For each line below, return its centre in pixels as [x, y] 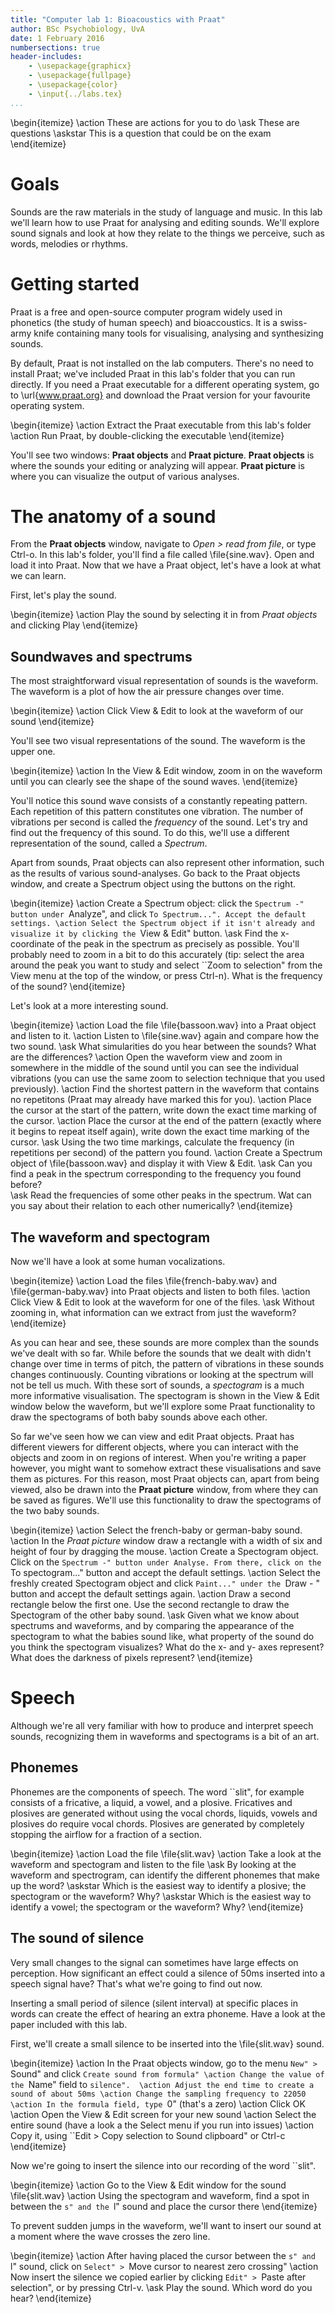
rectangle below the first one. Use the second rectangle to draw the [150, 1605]
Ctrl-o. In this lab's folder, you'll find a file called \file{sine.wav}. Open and [162, 555]
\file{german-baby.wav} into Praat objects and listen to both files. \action [160, 1292]
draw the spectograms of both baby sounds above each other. [139, 1417]
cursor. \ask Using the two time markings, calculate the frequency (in [152, 1142]
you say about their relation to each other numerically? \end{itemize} [151, 1206]
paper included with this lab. [69, 2024]
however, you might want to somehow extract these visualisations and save [166, 1468]
